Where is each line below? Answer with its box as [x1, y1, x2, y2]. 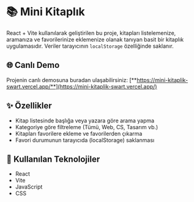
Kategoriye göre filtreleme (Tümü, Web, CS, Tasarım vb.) [15, 123, 159, 130]
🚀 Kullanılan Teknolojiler [6, 154, 100, 164]
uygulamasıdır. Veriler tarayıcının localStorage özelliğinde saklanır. [6, 42, 174, 50]
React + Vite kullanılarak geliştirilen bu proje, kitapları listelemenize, [6, 29, 176, 37]
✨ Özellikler [6, 100, 52, 111]
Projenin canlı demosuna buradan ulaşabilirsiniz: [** [6, 76, 137, 83]
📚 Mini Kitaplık [6, 5, 86, 19]
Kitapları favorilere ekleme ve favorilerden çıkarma [15, 130, 143, 137]
